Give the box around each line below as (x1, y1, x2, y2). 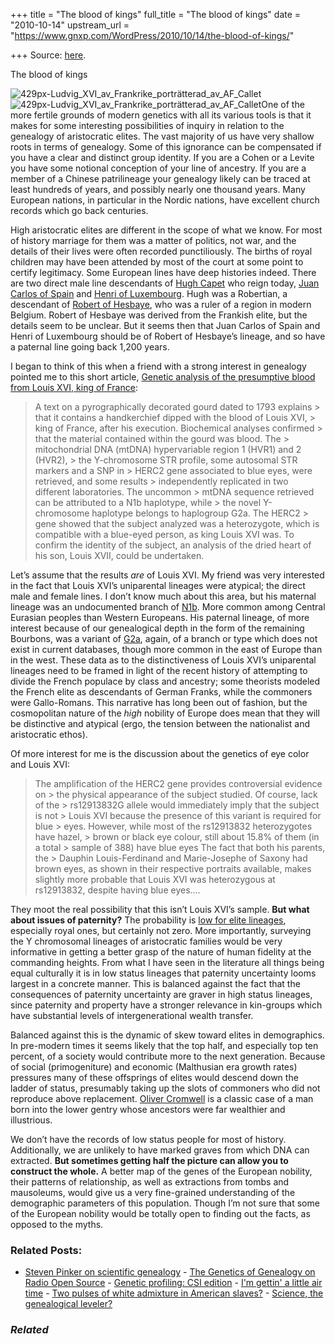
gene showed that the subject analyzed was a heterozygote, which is (34, 518, 320, 529)
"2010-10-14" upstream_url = (10, 19, 130, 31)
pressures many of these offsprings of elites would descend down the (10, 1072, 299, 1083)
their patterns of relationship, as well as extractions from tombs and (10, 1176, 290, 1188)
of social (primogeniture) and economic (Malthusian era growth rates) (10, 1061, 298, 1073)
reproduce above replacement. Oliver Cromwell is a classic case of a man (10, 1093, 314, 1104)
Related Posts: (10, 1243, 83, 1257)
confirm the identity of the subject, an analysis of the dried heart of (34, 539, 312, 551)
